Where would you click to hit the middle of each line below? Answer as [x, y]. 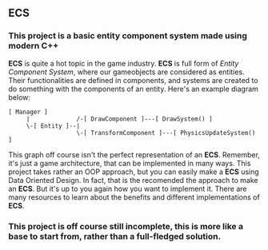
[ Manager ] [28, 112]
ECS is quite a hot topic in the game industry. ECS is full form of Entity [124, 63]
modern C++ [34, 46]
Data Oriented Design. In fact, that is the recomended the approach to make [133, 180]
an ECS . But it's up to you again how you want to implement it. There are [128, 188]
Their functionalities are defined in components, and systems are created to [133, 80]
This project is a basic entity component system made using [128, 36]
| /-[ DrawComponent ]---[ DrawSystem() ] [120, 119]
